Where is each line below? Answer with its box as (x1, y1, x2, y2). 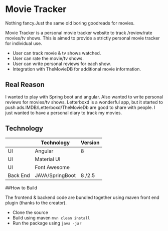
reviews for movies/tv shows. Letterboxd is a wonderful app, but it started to (5, 99, 163, 105)
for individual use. (5, 40, 43, 46)
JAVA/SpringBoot (35, 171, 76, 178)
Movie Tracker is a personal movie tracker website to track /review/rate (5, 29, 152, 35)
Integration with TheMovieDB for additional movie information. (12, 66, 141, 72)
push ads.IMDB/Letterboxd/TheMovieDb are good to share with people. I (5, 104, 155, 110)
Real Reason (5, 80, 45, 89)
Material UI (35, 155, 61, 162)
